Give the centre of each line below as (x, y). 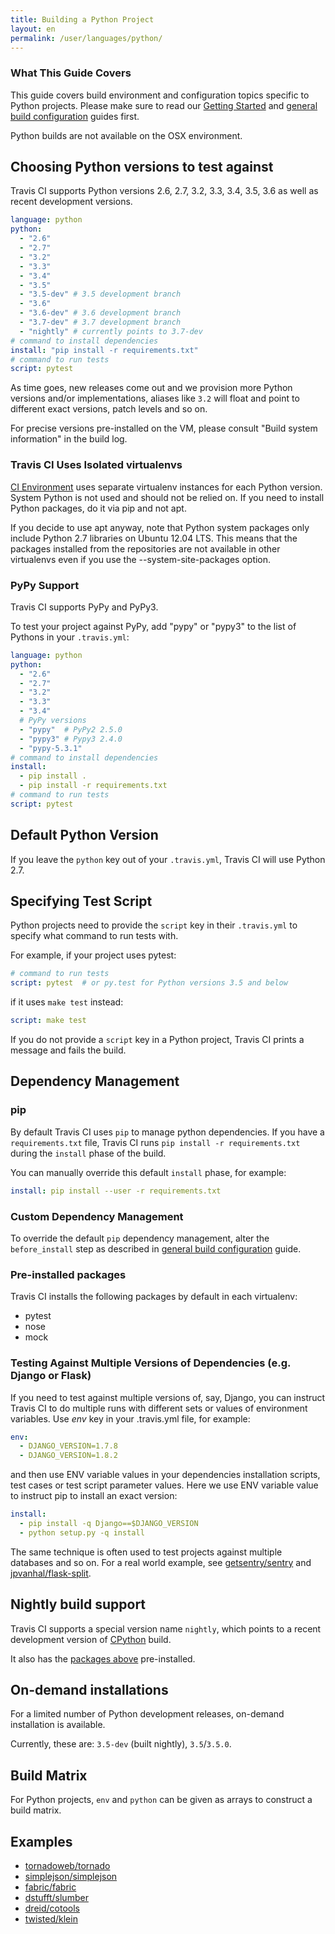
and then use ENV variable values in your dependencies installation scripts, (165, 1475)
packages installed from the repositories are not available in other (145, 548)
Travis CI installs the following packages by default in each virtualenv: (154, 1297)
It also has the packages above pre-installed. (103, 1658)
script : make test (48, 1021)
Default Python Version (84, 835)
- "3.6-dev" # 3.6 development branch (100, 313)
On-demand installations (89, 1689)
